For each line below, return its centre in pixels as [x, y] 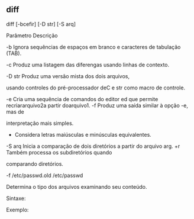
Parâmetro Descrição [32, 36]
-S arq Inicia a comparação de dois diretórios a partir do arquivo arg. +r [93, 146]
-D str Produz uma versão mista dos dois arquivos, [68, 76]
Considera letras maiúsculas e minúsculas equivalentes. [83, 134]
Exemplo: [17, 210]
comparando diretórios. [35, 164]
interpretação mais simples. [40, 123]
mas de [15, 111]
